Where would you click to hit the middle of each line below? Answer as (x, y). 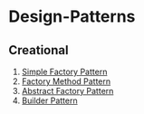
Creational (38, 50)
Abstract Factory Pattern (67, 91)
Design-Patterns (72, 17)
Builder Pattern (49, 100)
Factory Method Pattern (66, 81)
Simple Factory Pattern (64, 71)
